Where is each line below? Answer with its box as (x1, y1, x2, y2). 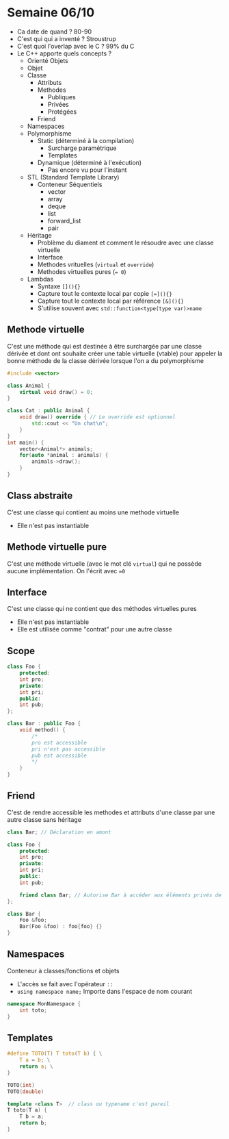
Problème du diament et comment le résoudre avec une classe (37, 238, 214, 247)
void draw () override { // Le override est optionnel (19, 414, 176, 421)
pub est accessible (31, 752, 87, 759)
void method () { (19, 727, 66, 734)
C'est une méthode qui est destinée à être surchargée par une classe (7, 342, 202, 350)
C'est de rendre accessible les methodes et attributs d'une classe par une (7, 808, 215, 816)
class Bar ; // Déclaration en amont (7, 829, 111, 836)
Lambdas (27, 275, 54, 283)
